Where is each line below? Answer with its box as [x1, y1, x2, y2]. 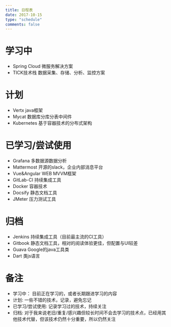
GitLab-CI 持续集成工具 [12, 177, 61, 183]
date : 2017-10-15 [5, 12, 42, 17]
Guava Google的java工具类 [12, 246, 69, 252]
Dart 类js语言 [12, 253, 40, 259]
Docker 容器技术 [12, 183, 47, 190]
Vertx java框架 [12, 107, 43, 113]
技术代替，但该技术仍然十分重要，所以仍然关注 [17, 316, 116, 322]
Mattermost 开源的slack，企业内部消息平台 [12, 164, 103, 170]
